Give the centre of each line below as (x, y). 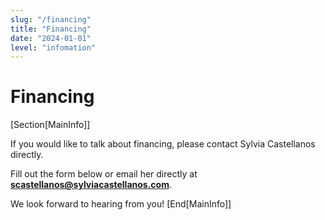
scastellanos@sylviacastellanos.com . (91, 185)
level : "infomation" (53, 47)
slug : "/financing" (51, 19)
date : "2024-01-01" (51, 38)
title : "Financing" (51, 29)
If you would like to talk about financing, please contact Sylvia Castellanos (163, 144)
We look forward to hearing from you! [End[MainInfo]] (121, 204)
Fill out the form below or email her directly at (104, 174)
